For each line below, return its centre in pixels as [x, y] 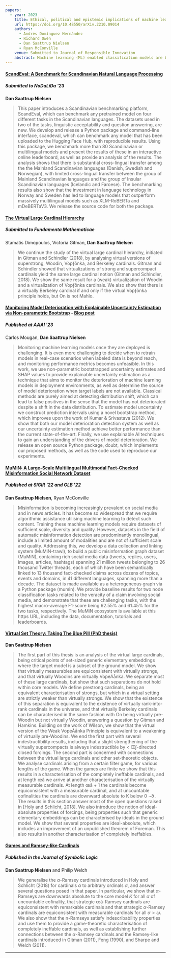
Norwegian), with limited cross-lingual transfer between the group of [90, 173]
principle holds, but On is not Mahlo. [56, 296]
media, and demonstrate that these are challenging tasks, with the [87, 600]
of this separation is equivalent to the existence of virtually [79, 703]
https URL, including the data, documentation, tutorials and [79, 616]
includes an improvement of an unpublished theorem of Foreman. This [91, 828]
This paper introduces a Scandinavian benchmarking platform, [83, 108]
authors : [24, 29]
